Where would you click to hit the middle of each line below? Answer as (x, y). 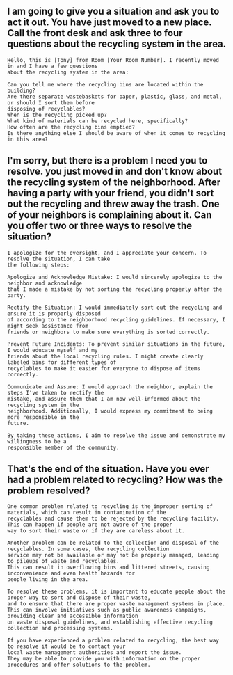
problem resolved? (49, 491)
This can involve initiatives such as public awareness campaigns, (107, 610)
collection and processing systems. (60, 628)
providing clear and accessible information (73, 616)
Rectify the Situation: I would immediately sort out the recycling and (115, 308)
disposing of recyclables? (46, 109)
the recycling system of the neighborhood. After (114, 183)
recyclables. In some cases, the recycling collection (88, 549)
